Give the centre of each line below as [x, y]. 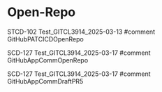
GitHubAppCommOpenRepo [48, 60]
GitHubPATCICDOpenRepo [45, 39]
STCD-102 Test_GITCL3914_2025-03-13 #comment [81, 32]
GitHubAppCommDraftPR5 [45, 81]
